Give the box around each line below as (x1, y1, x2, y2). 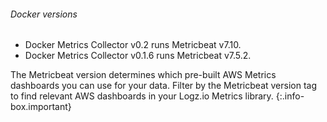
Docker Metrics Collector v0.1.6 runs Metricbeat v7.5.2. (24, 50, 252, 62)
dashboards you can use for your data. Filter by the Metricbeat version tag (10, 80, 318, 92)
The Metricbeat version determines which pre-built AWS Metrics (10, 69, 277, 81)
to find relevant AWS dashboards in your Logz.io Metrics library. (10, 90, 274, 102)
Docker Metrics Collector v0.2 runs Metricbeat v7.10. (24, 39, 242, 51)
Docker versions (10, 8, 78, 20)
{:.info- (275, 90, 305, 102)
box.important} (10, 101, 72, 113)
